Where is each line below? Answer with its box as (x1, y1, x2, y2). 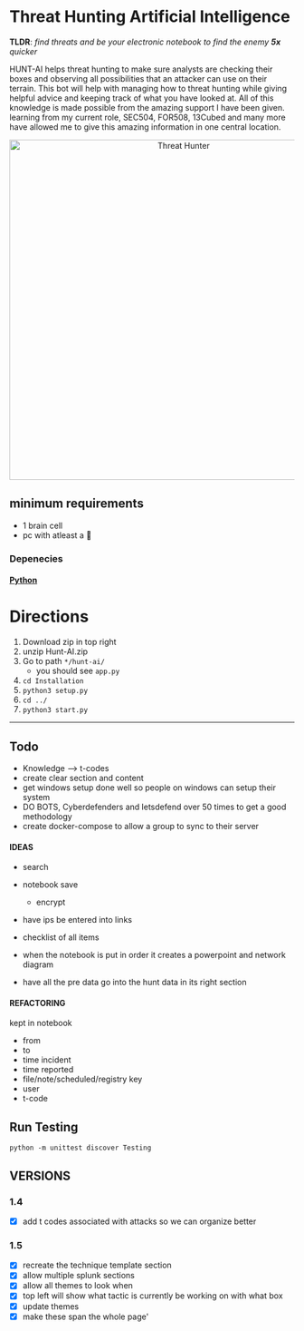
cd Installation (22, 677, 84, 686)
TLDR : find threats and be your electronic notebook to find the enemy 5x (9, 36, 281, 47)
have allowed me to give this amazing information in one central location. (9, 121, 281, 132)
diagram (22, 959, 54, 970)
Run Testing (9, 1119, 79, 1135)
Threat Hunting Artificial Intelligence (9, 6, 291, 27)
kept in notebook (9, 1018, 72, 1029)
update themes (22, 1300, 80, 1312)
